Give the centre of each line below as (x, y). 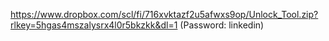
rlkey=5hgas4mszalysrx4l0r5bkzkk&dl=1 (94, 25)
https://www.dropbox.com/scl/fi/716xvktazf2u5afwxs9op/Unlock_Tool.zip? (164, 14)
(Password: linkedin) (222, 25)
